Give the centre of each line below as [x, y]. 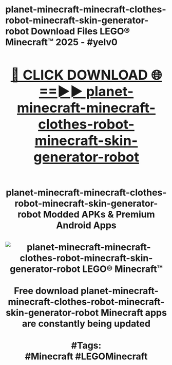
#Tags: [86, 345]
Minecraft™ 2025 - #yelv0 [62, 42]
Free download [46, 291]
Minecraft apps [134, 313]
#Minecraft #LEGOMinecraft [86, 356]
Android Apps [86, 225]
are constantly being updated [86, 324]
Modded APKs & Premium [99, 214]
